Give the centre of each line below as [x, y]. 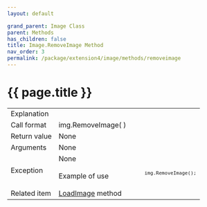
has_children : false [37, 39]
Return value [31, 136]
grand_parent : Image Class [46, 26]
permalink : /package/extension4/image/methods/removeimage [94, 58]
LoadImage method [90, 193]
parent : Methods [30, 33]
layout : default [30, 13]
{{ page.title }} [50, 92]
